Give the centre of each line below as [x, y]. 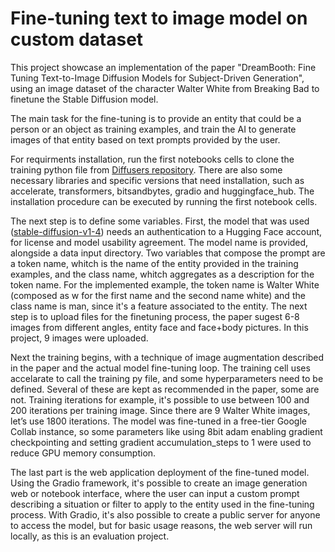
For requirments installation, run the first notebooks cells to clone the [152, 159]
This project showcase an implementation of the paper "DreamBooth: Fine [163, 67]
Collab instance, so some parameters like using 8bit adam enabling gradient [166, 431]
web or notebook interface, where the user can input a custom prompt [155, 493]
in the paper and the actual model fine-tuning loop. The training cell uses [160, 368]
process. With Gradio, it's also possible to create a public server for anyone [165, 514]
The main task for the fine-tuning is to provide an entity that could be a [156, 118]
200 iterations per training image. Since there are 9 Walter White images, [160, 410]
